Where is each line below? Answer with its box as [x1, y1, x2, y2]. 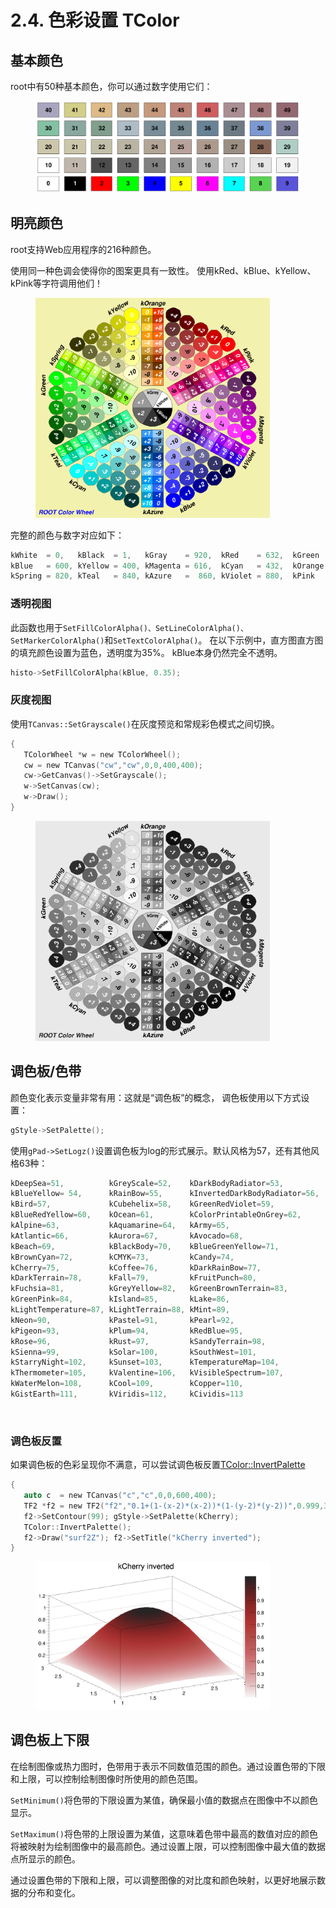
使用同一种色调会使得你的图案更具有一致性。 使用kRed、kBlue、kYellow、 [10, 264, 317, 276]
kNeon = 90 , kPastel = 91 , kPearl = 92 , [10, 1315, 235, 1325]
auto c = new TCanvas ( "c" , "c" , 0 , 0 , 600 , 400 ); [23, 1491, 217, 1501]
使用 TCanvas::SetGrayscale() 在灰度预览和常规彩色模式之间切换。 [10, 717, 280, 730]
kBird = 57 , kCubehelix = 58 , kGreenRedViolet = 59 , [10, 1199, 275, 1210]
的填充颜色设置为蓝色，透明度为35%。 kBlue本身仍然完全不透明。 [10, 646, 283, 658]
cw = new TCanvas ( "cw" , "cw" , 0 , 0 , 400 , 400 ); [23, 760, 203, 770]
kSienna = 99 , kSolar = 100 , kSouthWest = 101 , [10, 1347, 257, 1357]
